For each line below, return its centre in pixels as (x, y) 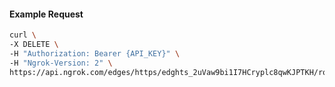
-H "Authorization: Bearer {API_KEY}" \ (95, 53)
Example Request (46, 14)
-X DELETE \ (34, 45)
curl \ (23, 35)
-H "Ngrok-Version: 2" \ (61, 63)
